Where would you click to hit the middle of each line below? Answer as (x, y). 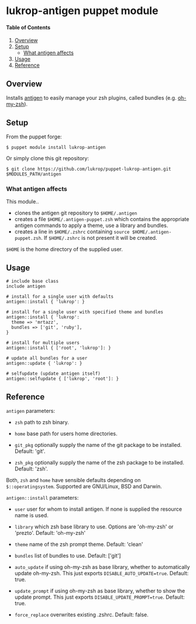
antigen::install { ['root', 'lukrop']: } (59, 348)
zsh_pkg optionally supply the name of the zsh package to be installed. (99, 462)
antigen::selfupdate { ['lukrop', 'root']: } (62, 379)
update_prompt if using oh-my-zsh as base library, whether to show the (100, 591)
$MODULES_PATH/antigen (34, 174)
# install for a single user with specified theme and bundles (85, 312)
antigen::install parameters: (42, 497)
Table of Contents (28, 27)
